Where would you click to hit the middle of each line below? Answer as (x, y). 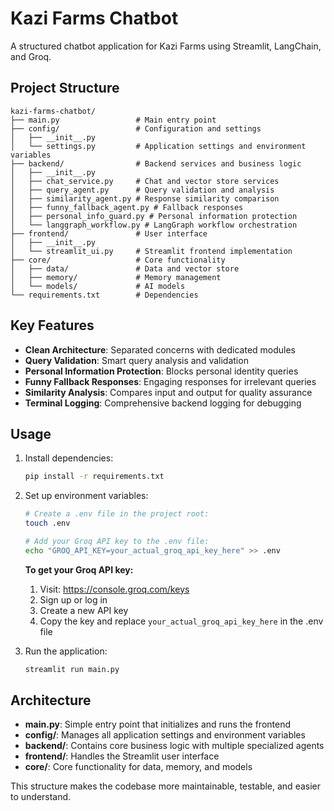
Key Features (52, 325)
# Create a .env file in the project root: (117, 514)
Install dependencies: (69, 458)
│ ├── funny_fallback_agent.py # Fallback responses (127, 207)
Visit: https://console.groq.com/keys (114, 589)
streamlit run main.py (72, 669)
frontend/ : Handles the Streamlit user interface (122, 756)
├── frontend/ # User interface (109, 233)
